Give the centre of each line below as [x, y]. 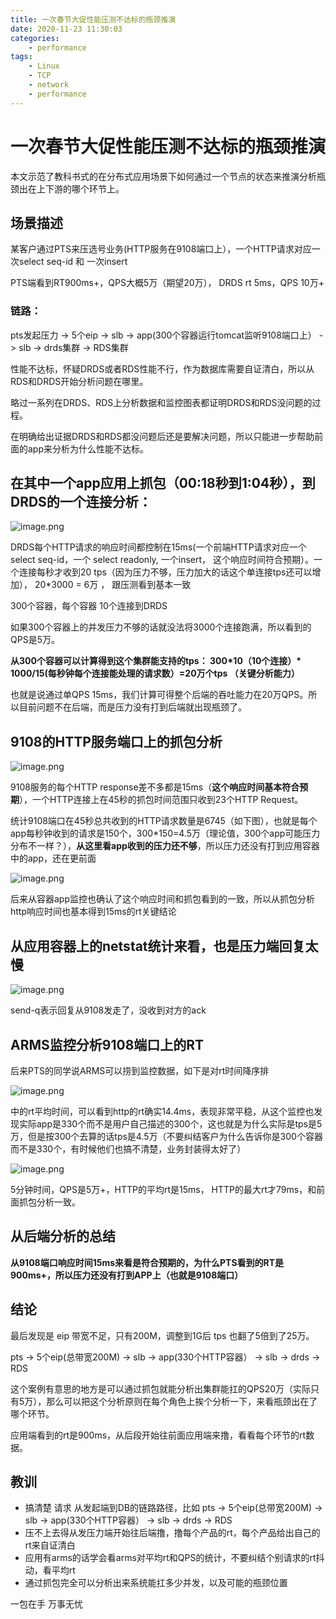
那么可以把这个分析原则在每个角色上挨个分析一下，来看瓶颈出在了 [182, 1401]
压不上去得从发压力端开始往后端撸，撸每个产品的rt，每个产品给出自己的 [172, 1533]
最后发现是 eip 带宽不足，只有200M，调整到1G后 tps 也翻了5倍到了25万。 [162, 1335]
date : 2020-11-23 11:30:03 [66, 29]
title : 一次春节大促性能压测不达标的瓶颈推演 [93, 19]
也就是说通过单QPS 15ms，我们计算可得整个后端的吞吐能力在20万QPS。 [159, 695]
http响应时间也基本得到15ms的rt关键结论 [93, 912]
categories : [35, 38]
